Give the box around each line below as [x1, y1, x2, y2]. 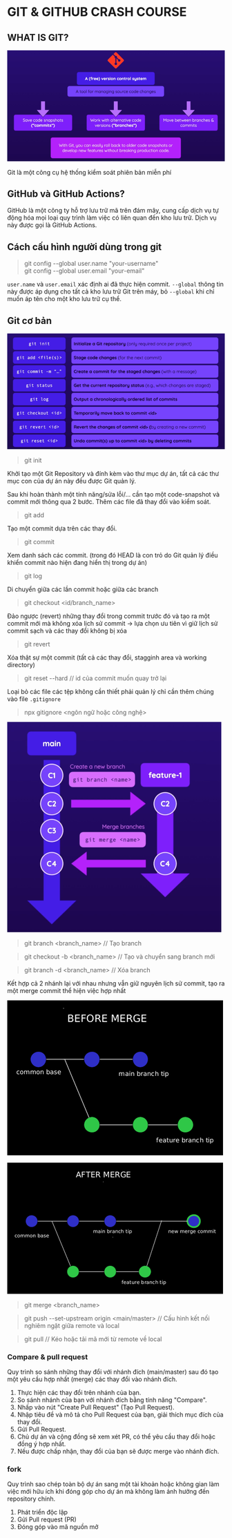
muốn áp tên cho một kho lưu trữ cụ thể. [7, 295, 122, 303]
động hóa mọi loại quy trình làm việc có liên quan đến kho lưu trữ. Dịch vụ [7, 213, 217, 222]
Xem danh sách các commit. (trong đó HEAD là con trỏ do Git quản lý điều [7, 550, 219, 559]
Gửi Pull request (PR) [17, 1515, 77, 1523]
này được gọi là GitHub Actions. [7, 221, 97, 229]
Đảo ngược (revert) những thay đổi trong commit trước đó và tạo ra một [7, 612, 210, 620]
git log [23, 571, 43, 580]
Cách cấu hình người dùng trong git [7, 241, 162, 253]
